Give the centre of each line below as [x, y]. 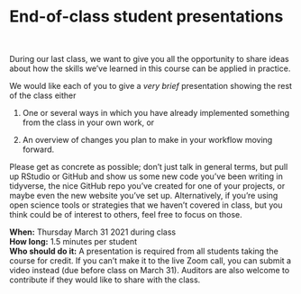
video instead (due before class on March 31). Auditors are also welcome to [150, 270]
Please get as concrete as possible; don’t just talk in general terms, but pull [149, 166]
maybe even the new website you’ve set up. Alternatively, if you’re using [144, 195]
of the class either [43, 95]
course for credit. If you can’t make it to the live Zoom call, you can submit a [150, 260]
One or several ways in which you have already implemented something [156, 112]
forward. [38, 149]
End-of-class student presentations [146, 17]
